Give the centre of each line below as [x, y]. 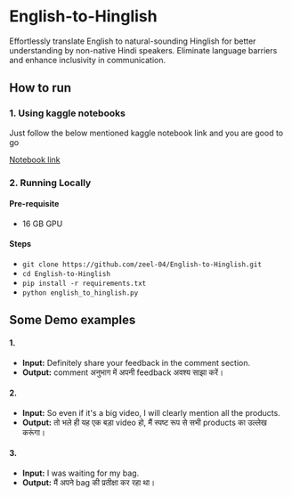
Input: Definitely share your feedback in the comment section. [136, 363]
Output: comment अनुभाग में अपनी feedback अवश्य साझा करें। [123, 372]
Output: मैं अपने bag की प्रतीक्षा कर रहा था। [89, 482]
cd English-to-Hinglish [66, 273]
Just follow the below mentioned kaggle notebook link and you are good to [146, 133]
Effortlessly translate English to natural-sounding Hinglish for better [133, 41]
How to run [41, 88]
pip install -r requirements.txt [84, 283]
